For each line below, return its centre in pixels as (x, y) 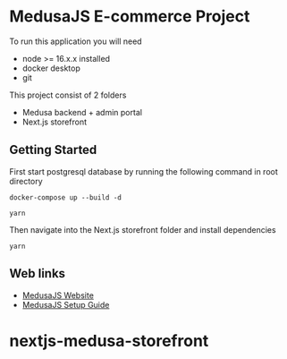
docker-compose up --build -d (66, 197)
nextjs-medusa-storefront (109, 341)
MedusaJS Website (58, 295)
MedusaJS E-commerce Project (130, 17)
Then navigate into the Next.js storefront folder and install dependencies (143, 229)
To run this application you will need (76, 41)
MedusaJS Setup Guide (66, 304)
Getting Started (53, 150)
